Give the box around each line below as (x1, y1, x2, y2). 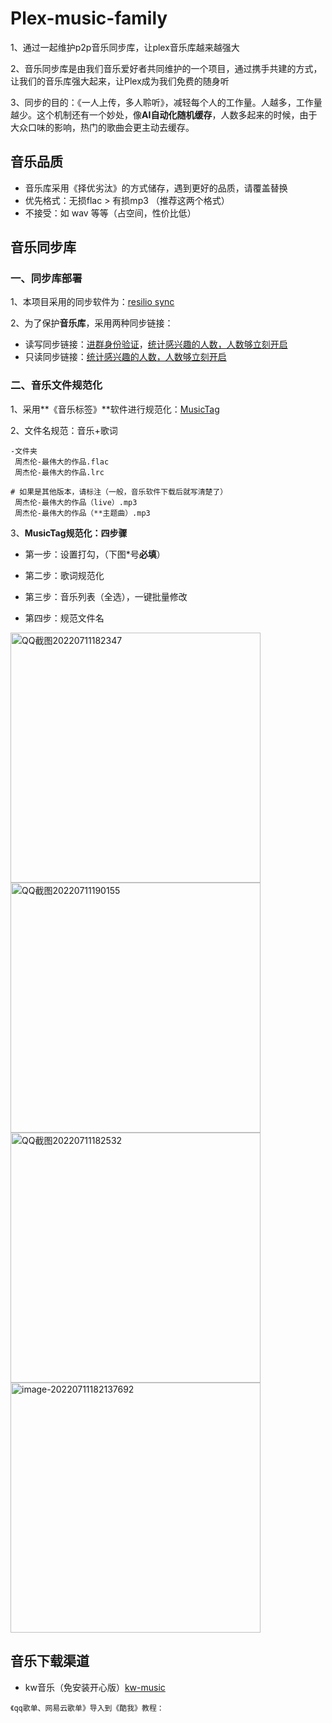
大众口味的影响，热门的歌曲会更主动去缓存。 (10, 121, 195, 133)
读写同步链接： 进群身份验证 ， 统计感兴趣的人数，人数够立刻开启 (24, 338, 288, 351)
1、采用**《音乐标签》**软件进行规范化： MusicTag (10, 403, 220, 415)
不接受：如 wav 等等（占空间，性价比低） (24, 207, 197, 219)
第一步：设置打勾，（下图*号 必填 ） (24, 548, 166, 560)
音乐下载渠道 (10, 1653, 90, 1670)
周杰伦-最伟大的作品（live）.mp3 (14, 497, 138, 507)
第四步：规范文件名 (24, 612, 105, 624)
